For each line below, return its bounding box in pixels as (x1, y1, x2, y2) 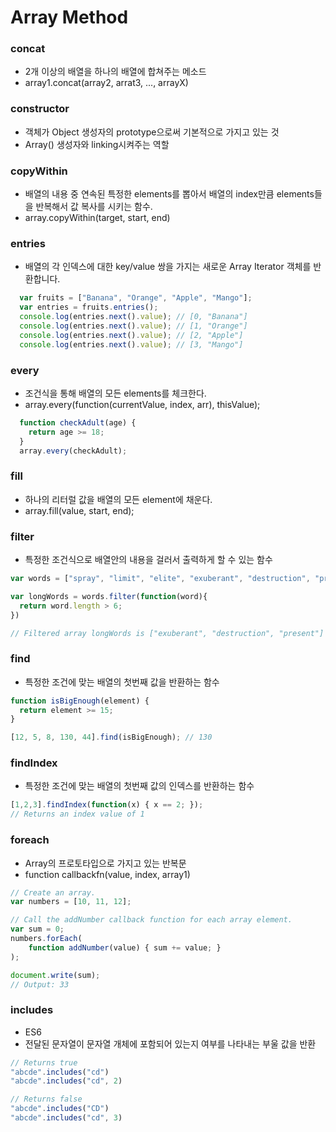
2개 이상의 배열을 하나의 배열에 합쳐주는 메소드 (24, 66, 207, 78)
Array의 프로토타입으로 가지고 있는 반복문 (24, 857, 187, 869)
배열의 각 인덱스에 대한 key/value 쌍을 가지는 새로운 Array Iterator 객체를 (24, 261, 312, 273)
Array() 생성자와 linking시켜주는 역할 (24, 138, 170, 150)
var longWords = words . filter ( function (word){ (10, 591, 208, 601)
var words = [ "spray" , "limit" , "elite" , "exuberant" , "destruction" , (10, 574, 311, 584)
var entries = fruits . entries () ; (19, 302, 159, 313)
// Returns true (10, 1057, 78, 1068)
